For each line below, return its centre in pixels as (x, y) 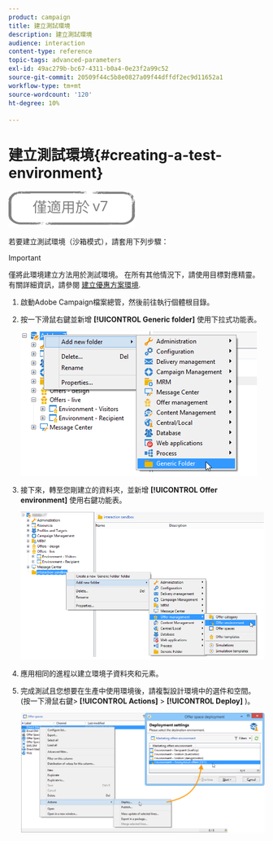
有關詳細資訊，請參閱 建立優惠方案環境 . (74, 285)
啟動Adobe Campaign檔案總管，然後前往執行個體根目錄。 (117, 302)
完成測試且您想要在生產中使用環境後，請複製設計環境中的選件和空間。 (138, 691)
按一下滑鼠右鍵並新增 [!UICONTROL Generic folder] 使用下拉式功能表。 (141, 320)
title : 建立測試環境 (39, 26)
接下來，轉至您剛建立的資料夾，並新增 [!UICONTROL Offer (119, 490)
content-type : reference (50, 52)
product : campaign (39, 17)
